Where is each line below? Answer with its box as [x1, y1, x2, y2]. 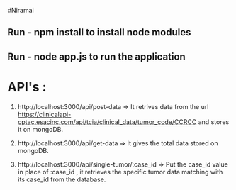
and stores [198, 117, 230, 126]
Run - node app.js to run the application [7, 50, 186, 62]
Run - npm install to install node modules [7, 26, 191, 38]
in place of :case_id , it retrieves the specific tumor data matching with [17, 167, 223, 176]
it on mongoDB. [17, 125, 64, 133]
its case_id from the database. [17, 175, 106, 184]
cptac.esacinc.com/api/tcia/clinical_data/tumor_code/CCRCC [17, 117, 197, 126]
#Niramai [7, 6, 34, 14]
